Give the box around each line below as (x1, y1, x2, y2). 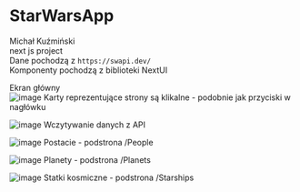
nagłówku (9, 101, 46, 112)
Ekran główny (9, 82, 61, 93)
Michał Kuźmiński (9, 35, 75, 46)
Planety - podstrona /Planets (44, 154, 152, 165)
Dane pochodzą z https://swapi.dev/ (9, 55, 152, 66)
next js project (9, 45, 64, 56)
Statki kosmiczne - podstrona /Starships (44, 172, 195, 183)
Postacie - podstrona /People (44, 136, 154, 147)
